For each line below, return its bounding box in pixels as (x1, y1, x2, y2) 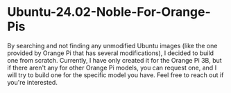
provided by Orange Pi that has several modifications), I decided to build (7, 49, 214, 57)
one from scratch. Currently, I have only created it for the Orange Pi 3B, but (7, 56, 222, 64)
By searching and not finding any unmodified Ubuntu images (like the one (7, 41, 218, 50)
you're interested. (7, 78, 58, 86)
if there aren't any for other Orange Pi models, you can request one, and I (7, 63, 217, 72)
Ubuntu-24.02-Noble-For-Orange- (7, 4, 212, 20)
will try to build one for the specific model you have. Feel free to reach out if (7, 70, 224, 79)
